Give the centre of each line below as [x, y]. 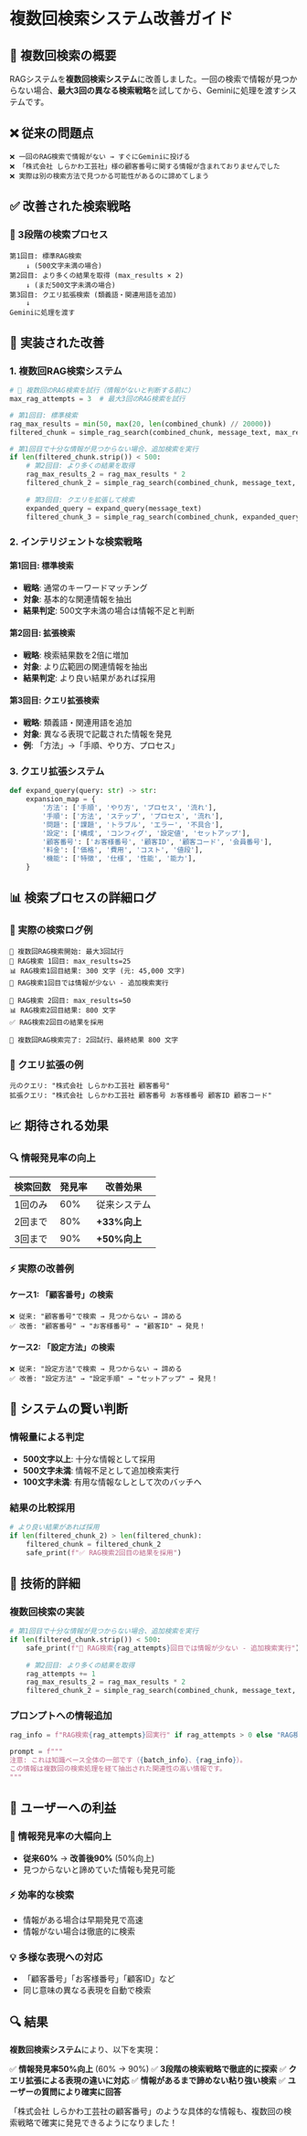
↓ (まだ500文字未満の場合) [71, 285]
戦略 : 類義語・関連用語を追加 [77, 722]
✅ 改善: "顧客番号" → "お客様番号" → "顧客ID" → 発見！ [108, 1326]
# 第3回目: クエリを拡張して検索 [80, 500]
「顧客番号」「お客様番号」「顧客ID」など [99, 1979]
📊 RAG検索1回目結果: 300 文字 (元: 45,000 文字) [97, 971]
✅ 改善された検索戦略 [70, 206]
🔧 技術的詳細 [45, 1583]
